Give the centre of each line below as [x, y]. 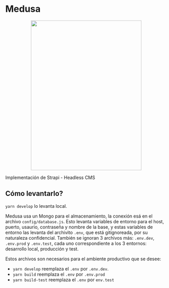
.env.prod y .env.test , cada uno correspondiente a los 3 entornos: [76, 243]
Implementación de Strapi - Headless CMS [50, 177]
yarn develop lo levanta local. [36, 206]
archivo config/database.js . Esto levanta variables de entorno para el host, [85, 221]
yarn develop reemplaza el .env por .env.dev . [61, 268]
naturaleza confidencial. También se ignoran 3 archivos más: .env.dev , [80, 238]
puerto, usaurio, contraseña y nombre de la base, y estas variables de [79, 227]
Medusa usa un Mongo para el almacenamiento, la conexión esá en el [79, 216]
